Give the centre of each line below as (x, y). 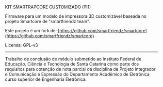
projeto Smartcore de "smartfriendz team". (48, 21)
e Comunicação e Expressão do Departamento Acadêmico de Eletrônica (77, 74)
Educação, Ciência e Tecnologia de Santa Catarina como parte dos (72, 64)
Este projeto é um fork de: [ (32, 31)
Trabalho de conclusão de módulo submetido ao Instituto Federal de (73, 59)
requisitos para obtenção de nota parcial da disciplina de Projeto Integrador (81, 69)
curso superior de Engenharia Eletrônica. (46, 79)
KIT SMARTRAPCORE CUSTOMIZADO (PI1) (48, 7)
